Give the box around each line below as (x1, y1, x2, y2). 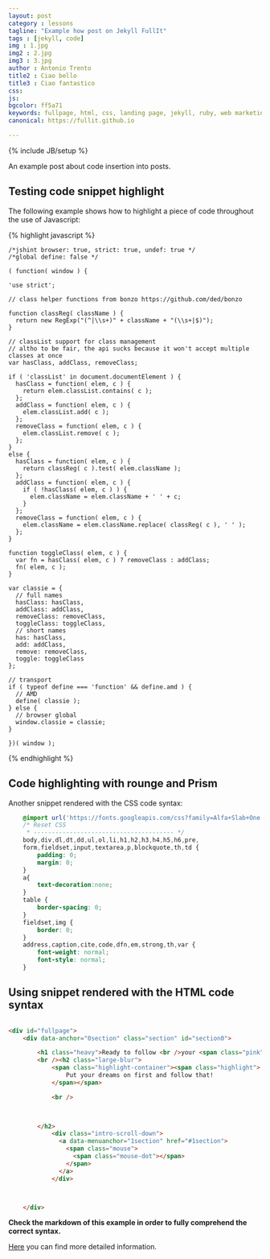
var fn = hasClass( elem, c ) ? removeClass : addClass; (15, 556, 211, 564)
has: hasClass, (15, 633, 67, 641)
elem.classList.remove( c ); (22, 429, 121, 437)
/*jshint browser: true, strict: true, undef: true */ (8, 246, 196, 254)
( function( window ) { (8, 267, 88, 275)
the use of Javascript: (8, 214, 80, 224)
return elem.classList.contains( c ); (22, 387, 153, 395)
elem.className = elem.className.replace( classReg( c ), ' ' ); (22, 520, 247, 528)
